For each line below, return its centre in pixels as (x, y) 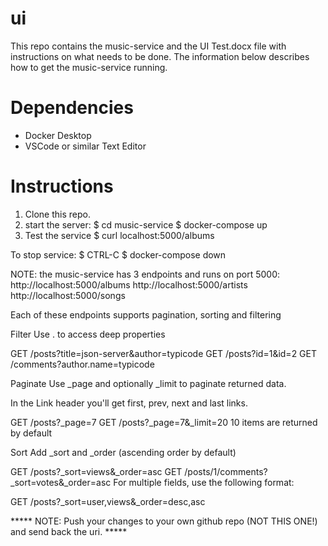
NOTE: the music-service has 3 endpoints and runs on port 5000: (145, 274)
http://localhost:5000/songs (68, 295)
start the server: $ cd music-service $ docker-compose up (146, 224)
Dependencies (72, 108)
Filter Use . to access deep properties (88, 334)
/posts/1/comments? (226, 471)
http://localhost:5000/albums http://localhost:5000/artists (129, 284)
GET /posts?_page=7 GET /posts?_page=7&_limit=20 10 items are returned (164, 422)
